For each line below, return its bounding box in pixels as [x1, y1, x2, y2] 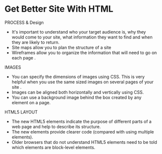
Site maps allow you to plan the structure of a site [11, 44, 112, 50]
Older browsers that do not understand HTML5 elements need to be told [11, 139, 157, 145]
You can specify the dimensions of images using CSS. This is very [11, 74, 145, 79]
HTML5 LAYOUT [4, 109, 38, 115]
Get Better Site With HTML [4, 3, 114, 15]
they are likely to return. [11, 39, 60, 45]
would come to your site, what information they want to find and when [11, 34, 153, 40]
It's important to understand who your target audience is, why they [11, 29, 146, 35]
